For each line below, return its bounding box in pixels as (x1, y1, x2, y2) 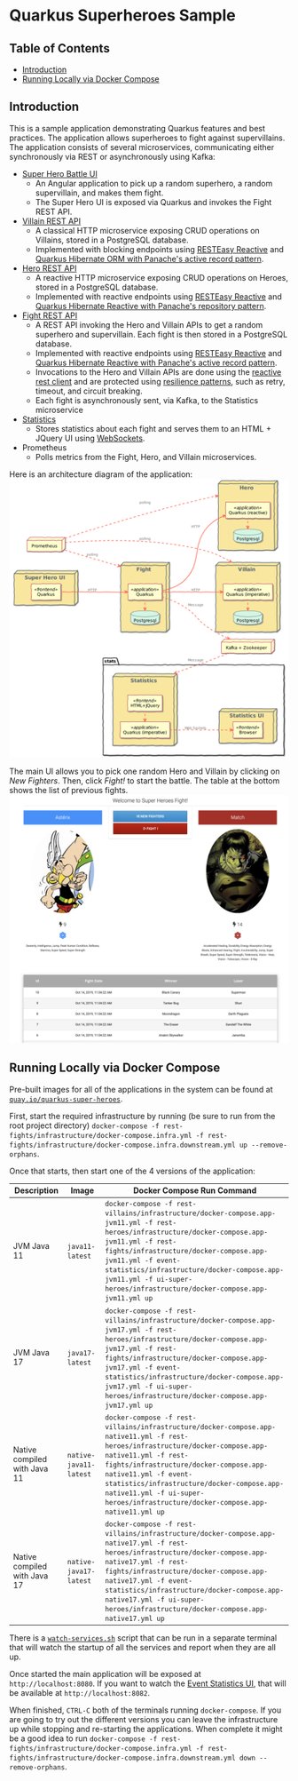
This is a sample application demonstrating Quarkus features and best (9, 123, 266, 133)
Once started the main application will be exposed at (9, 1668, 201, 1679)
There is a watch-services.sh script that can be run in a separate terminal (9, 1632, 278, 1643)
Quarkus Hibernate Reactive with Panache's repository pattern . (35, 300, 267, 311)
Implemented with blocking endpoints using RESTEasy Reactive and (35, 243, 284, 254)
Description (14, 1185, 59, 1196)
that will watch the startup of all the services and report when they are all (9, 1642, 277, 1652)
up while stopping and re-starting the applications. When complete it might (9, 1723, 283, 1734)
